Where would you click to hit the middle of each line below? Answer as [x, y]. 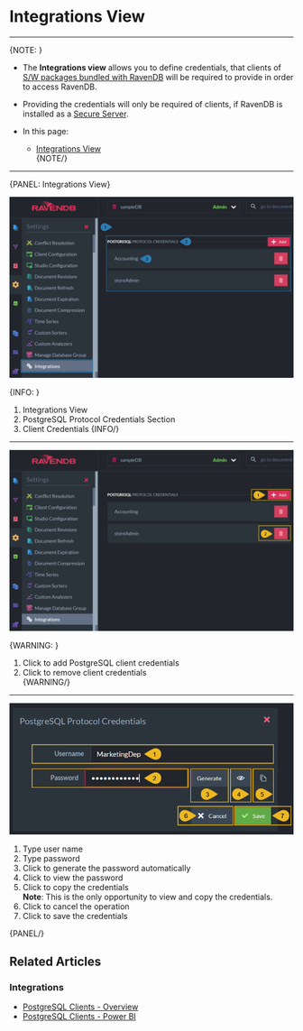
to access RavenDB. [60, 87]
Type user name [53, 849]
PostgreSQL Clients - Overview [80, 1007]
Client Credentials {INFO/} [71, 428]
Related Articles [55, 962]
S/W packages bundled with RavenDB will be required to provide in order [158, 77]
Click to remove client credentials [84, 672]
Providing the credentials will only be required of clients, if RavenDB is [152, 104]
